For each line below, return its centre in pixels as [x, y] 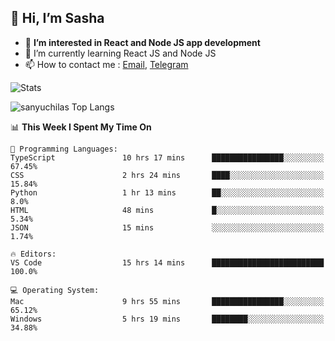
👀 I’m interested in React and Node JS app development [142, 42]
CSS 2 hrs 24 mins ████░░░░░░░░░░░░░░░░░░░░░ [167, 175]
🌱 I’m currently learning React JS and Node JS [120, 53]
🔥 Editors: [33, 254]
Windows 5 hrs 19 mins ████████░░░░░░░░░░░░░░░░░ [167, 319]
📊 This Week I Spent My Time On [81, 127]
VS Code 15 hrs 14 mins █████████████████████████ [167, 262]
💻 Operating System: [55, 290]
